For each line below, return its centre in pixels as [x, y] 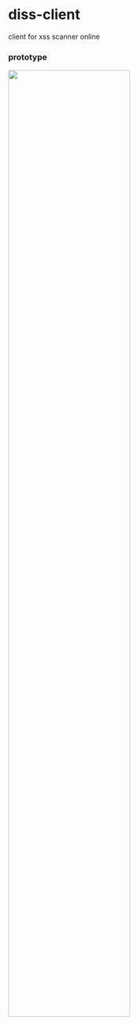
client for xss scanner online [54, 36]
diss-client [44, 15]
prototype [28, 57]
